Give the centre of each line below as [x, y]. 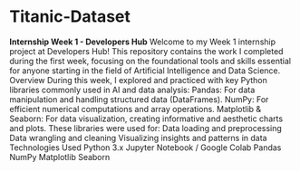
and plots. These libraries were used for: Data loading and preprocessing [146, 128]
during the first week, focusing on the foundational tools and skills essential [150, 61]
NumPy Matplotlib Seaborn [60, 157]
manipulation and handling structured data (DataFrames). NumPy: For [139, 99]
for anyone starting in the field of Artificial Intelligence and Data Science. [145, 71]
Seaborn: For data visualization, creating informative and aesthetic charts [146, 119]
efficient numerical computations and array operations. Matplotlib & [135, 109]
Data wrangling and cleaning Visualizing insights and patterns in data [138, 138]
